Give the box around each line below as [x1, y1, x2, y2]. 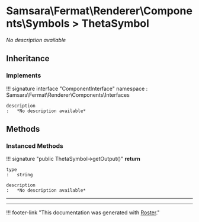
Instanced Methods [6, 141, 63, 150]
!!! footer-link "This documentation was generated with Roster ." [6, 209, 160, 216]
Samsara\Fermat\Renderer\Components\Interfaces [6, 91, 130, 99]
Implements [6, 71, 41, 80]
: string [6, 172, 33, 178]
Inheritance [6, 53, 50, 64]
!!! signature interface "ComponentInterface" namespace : [6, 85, 148, 92]
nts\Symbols [6, 17, 70, 30]
